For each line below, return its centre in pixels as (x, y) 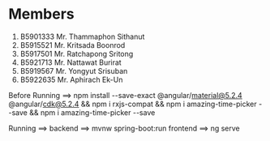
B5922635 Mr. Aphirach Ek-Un (71, 79)
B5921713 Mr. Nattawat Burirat (71, 62)
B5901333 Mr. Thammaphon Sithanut (82, 36)
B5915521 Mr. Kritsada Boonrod (73, 45)
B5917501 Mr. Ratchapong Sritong (77, 53)
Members (41, 14)
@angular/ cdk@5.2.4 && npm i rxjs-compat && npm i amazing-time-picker (133, 104)
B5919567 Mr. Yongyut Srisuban (74, 70)
